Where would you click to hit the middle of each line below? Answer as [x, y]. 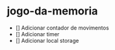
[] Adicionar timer [38, 34]
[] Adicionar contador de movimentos [62, 28]
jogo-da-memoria [53, 11]
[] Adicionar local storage [47, 40]
